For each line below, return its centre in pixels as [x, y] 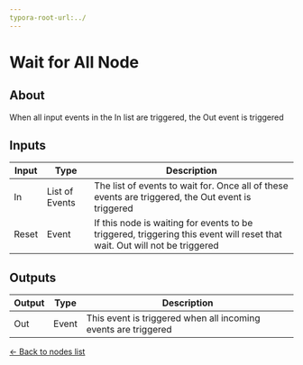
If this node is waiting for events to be [174, 224]
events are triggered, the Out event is [173, 197]
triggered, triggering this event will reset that [188, 234]
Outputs [33, 277]
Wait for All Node [74, 62]
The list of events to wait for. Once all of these [191, 186]
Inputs [28, 146]
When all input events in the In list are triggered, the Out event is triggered [147, 117]
